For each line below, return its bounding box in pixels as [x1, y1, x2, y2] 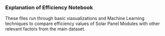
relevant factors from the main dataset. [5, 26, 85, 32]
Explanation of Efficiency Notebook [5, 4, 93, 11]
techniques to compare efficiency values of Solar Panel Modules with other [5, 20, 160, 26]
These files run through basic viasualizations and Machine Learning [5, 15, 145, 21]
